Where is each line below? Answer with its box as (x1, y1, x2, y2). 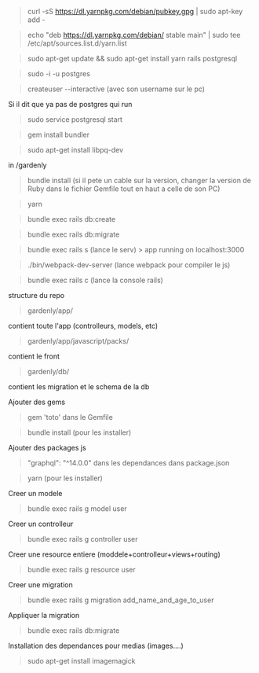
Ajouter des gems (8, 397, 65, 406)
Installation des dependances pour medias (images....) (8, 641, 184, 650)
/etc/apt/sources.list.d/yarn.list (27, 39, 127, 48)
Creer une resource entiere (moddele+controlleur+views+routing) (8, 550, 221, 559)
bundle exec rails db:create (27, 215, 116, 223)
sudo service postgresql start (27, 115, 123, 124)
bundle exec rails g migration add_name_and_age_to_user (27, 595, 214, 605)
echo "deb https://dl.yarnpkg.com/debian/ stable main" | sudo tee (27, 31, 241, 39)
